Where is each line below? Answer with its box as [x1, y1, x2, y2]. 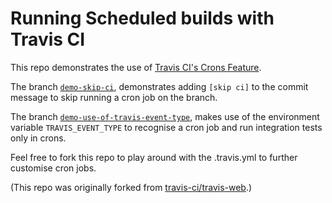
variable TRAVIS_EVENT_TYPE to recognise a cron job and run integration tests [10, 121, 323, 133]
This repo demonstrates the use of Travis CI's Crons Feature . [10, 61, 262, 73]
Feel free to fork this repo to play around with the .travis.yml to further [10, 151, 298, 163]
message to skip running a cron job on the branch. [10, 91, 218, 103]
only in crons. [10, 132, 67, 144]
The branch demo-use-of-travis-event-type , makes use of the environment [10, 110, 320, 122]
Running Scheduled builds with [10, 7, 275, 30]
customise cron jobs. [10, 162, 97, 174]
